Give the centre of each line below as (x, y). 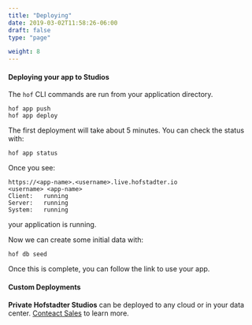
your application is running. (52, 225)
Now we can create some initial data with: (76, 240)
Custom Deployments (44, 287)
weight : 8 (24, 52)
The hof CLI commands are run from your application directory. (111, 95)
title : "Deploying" (40, 15)
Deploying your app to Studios (59, 77)
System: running (38, 210)
